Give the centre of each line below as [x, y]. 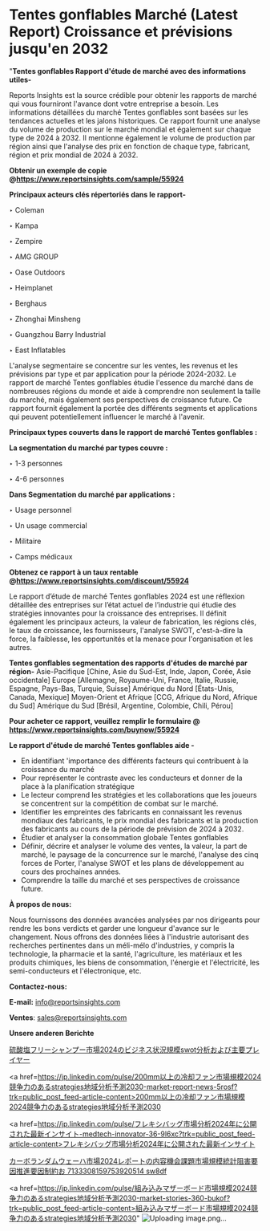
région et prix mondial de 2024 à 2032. [74, 155]
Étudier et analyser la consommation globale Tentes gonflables [125, 837]
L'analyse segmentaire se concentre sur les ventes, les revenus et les [124, 365]
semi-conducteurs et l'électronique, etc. [75, 971]
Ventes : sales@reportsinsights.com [68, 1018]
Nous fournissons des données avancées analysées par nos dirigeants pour [135, 920]
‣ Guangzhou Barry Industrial [58, 334]
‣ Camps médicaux [41, 556]
